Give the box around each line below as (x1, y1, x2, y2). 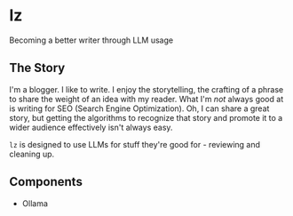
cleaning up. (9, 148, 55, 159)
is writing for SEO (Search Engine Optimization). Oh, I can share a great (9, 103, 270, 114)
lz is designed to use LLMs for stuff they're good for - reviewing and (9, 139, 260, 149)
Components (9, 174, 83, 189)
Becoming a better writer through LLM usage (9, 35, 174, 45)
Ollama (21, 197, 49, 209)
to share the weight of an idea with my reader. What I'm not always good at (9, 93, 284, 104)
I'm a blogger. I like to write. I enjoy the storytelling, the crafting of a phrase (9, 84, 284, 94)
